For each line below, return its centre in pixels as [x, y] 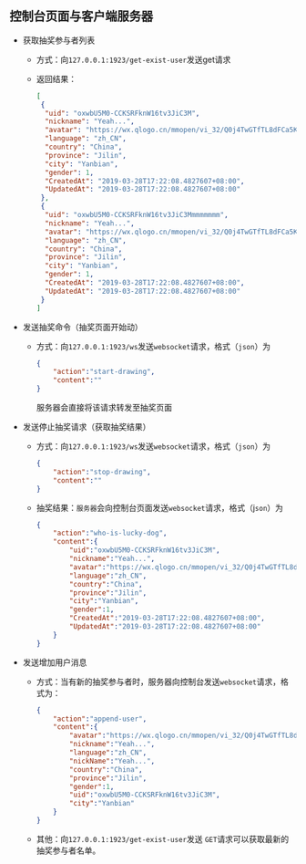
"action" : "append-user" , [100, 719]
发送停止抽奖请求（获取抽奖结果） [87, 427]
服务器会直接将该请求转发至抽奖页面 [104, 408]
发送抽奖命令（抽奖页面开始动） [82, 327]
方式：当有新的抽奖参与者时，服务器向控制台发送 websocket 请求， [158, 682]
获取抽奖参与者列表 [59, 40]
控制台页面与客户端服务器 [81, 16]
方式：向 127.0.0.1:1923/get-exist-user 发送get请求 [133, 59]
